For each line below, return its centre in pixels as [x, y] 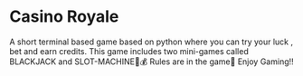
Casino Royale [64, 17]
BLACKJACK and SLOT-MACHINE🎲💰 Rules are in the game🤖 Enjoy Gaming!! [151, 62]
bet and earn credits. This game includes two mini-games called [129, 51]
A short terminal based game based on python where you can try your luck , [151, 42]
